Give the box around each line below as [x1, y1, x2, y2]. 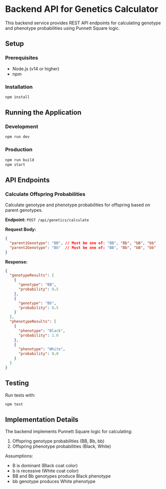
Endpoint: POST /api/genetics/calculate [5, 217, 89, 223]
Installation [5, 83, 33, 90]
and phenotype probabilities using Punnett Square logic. [5, 25, 120, 31]
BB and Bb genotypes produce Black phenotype [12, 473, 111, 479]
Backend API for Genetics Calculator [5, 3, 159, 15]
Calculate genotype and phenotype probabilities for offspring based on [5, 202, 150, 208]
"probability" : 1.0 [18, 333, 58, 338]
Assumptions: [5, 453, 33, 459]
